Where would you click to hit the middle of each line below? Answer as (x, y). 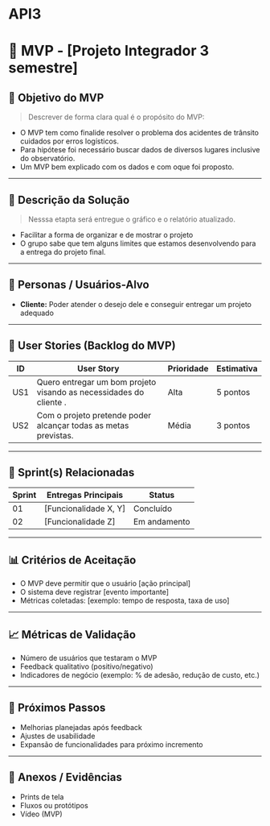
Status (162, 495)
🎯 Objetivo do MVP (56, 98)
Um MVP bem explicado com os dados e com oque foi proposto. (127, 167)
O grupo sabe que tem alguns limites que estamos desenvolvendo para (138, 243)
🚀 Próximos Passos (57, 708)
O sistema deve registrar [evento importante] (94, 592)
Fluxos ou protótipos (54, 805)
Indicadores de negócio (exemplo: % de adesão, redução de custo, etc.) (139, 675)
